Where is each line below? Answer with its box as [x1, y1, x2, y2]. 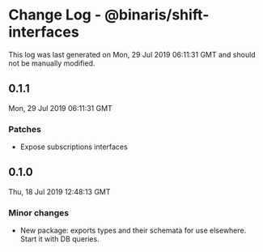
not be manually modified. [8, 58, 95, 68]
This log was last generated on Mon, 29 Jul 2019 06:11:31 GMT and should [8, 49, 257, 59]
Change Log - [8, 6, 102, 24]
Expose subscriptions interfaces [19, 142, 128, 152]
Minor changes [8, 207, 70, 218]
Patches [8, 123, 42, 135]
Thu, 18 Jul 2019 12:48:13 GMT [8, 186, 111, 196]
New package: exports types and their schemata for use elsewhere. [19, 225, 247, 236]
